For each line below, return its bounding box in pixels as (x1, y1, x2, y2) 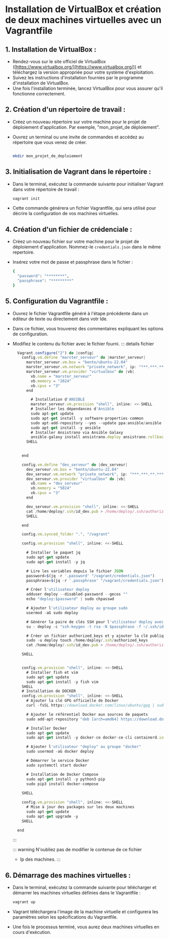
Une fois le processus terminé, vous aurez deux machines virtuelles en (12, 924, 159, 930)
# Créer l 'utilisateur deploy (26, 587, 90, 592)
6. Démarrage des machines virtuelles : (5, 871, 131, 879)
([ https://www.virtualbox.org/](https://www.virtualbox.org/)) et (12, 64, 142, 70)
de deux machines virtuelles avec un (5, 14, 162, 26)
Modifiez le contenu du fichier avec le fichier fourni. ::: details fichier (12, 340, 154, 347)
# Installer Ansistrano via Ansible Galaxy (31, 430, 123, 435)
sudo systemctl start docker (26, 763, 88, 768)
